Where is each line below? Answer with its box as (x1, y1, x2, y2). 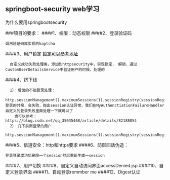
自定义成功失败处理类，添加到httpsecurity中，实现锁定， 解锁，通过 (10, 61, 138, 67)
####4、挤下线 (5, 77, 37, 83)
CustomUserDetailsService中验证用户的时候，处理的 (5, 67, 105, 72)
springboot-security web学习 (5, 5, 100, 14)
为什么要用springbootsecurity (5, 19, 67, 25)
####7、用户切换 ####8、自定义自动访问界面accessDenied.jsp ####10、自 (5, 162, 164, 168)
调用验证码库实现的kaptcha (5, 41, 56, 46)
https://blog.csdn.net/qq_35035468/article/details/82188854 (5, 118, 137, 123)
